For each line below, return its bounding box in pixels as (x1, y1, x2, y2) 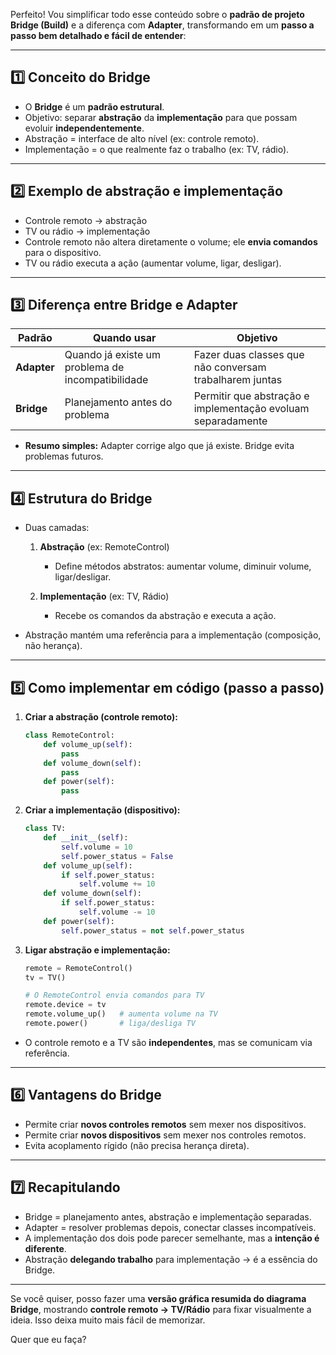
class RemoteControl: (24, 730, 115, 741)
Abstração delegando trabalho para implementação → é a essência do (24, 1253, 318, 1265)
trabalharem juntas (193, 373, 283, 387)
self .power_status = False (61, 851, 174, 861)
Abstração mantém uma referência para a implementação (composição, (24, 629, 322, 641)
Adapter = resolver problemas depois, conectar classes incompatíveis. (24, 1221, 317, 1233)
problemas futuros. (24, 450, 104, 463)
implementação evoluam (193, 402, 310, 416)
